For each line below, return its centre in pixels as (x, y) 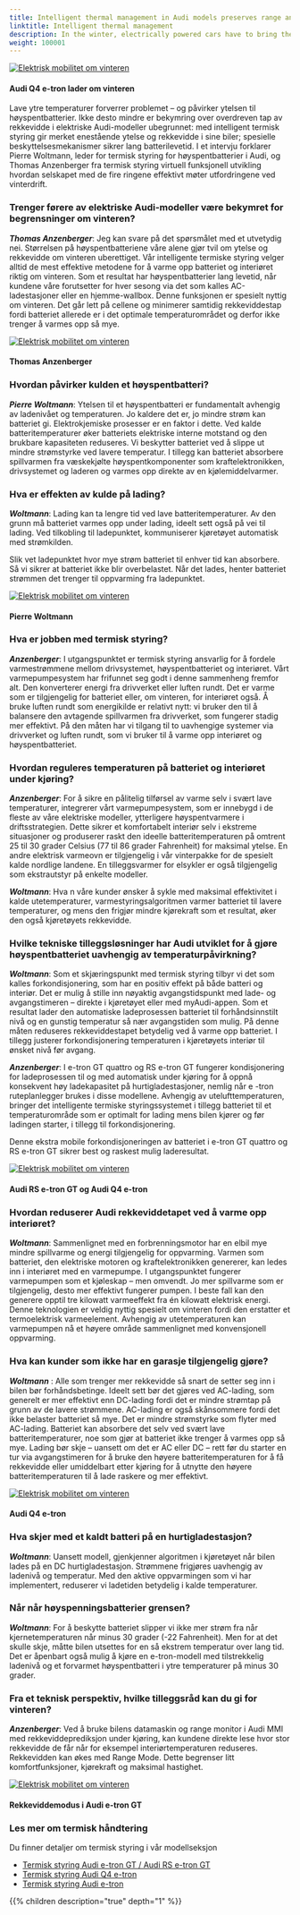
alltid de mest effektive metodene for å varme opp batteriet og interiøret (142, 267)
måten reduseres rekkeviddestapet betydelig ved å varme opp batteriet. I (144, 1031)
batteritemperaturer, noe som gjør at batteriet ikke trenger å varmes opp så (147, 1438)
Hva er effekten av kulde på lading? (87, 494)
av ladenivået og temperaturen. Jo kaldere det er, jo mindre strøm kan (137, 413)
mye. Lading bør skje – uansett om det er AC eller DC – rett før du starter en (148, 1447)
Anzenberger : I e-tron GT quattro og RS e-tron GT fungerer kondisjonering (147, 1068)
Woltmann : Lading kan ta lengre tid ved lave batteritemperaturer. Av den (143, 513)
